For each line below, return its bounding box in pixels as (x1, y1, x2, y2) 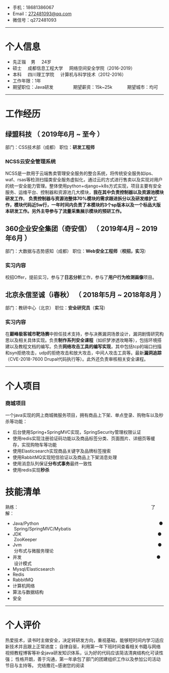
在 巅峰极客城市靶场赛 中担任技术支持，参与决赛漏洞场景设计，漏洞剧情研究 (5, 331, 159, 337)
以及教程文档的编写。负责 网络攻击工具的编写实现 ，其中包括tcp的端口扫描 (9, 344, 162, 350)
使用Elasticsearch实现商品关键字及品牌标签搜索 (12, 448, 111, 454)
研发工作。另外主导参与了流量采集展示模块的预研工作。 (9, 208, 124, 214)
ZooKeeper (14, 536, 37, 543)
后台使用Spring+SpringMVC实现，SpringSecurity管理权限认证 (12, 429, 141, 435)
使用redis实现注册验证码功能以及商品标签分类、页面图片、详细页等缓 (12, 435, 155, 441)
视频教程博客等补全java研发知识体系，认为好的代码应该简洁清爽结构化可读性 (5, 649, 163, 656)
